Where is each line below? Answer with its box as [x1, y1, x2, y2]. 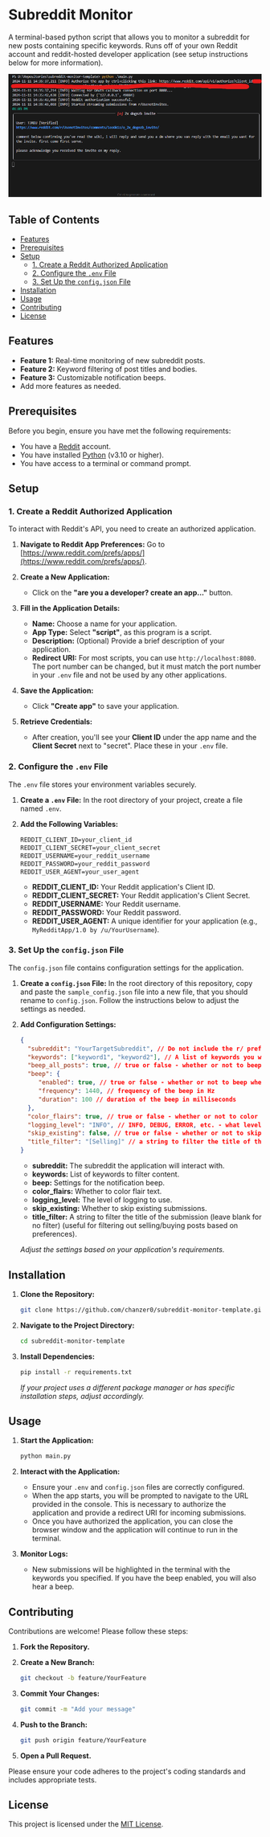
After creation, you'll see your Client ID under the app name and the [31, 733, 257, 743]
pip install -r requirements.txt [19, 1368, 133, 1376]
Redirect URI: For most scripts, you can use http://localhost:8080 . [31, 653, 256, 663]
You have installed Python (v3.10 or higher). [19, 450, 165, 460]
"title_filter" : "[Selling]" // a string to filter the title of [27, 1138, 252, 1146]
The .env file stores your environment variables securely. [8, 779, 197, 789]
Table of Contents [8, 213, 100, 227]
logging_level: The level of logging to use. [31, 1195, 173, 1205]
